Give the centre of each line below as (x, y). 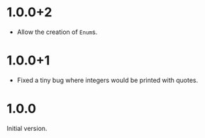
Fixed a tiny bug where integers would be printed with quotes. (107, 80)
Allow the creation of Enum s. (57, 32)
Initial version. (27, 128)
